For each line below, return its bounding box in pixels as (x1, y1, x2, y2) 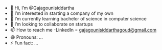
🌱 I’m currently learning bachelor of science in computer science (10, 16, 147, 21)
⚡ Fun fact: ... (10, 40, 38, 46)
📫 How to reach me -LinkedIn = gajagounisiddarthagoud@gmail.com (10, 27, 157, 33)
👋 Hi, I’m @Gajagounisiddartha (10, 5, 75, 11)
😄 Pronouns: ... (10, 34, 43, 40)
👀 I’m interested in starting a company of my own (10, 10, 114, 16)
